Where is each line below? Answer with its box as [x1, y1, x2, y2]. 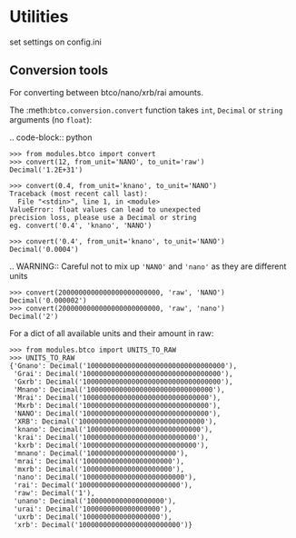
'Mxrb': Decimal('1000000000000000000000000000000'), [13, 401, 222, 410]
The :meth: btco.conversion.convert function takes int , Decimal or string [9, 105, 283, 115]
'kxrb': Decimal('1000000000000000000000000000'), [13, 441, 209, 450]
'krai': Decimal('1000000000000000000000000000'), [13, 433, 209, 442]
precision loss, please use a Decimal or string [9, 213, 197, 222]
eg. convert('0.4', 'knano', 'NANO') [9, 221, 153, 230]
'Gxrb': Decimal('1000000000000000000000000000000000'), [13, 377, 233, 386]
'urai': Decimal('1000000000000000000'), [13, 504, 173, 513]
